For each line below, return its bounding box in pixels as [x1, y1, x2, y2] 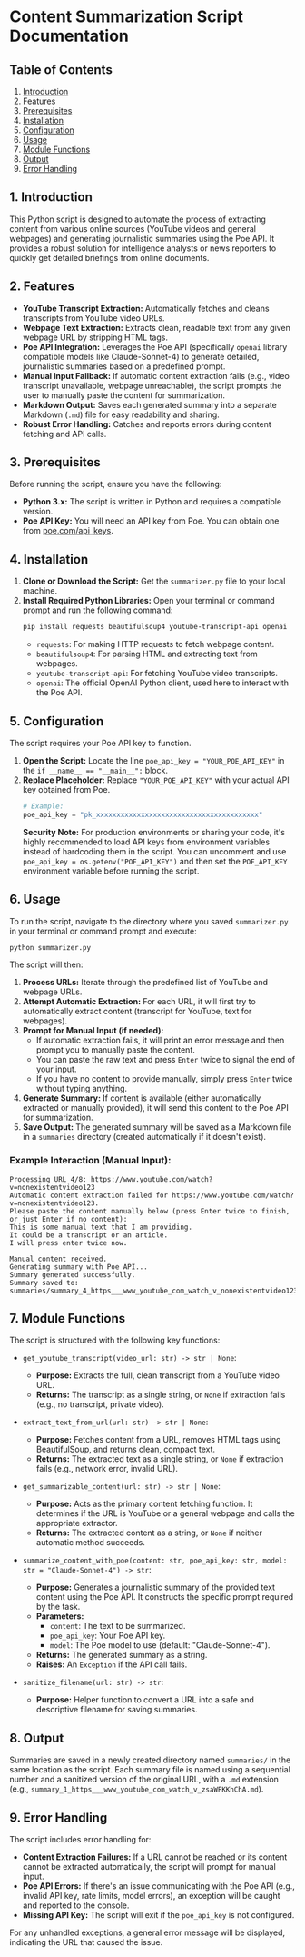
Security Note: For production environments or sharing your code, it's [22, 826, 286, 837]
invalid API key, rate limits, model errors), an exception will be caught [22, 1891, 280, 1902]
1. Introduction [9, 189, 93, 205]
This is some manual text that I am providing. [9, 1223, 193, 1232]
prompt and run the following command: [22, 604, 173, 615]
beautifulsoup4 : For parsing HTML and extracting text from [35, 648, 258, 660]
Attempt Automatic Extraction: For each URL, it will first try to [22, 996, 256, 1007]
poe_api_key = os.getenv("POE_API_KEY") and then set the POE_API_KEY [22, 855, 288, 866]
